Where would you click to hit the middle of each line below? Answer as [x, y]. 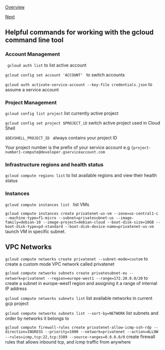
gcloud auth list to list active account [47, 65]
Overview [15, 7]
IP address [16, 289]
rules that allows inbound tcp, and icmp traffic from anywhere [68, 342]
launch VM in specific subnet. [35, 231]
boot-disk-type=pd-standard [34, 226]
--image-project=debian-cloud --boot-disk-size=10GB [98, 222]
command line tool [34, 40]
